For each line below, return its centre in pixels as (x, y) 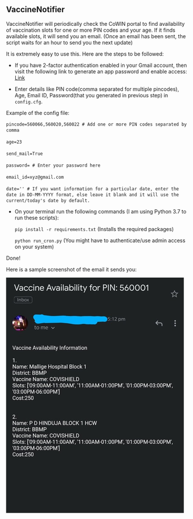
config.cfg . (28, 101)
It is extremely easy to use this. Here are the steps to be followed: (85, 54)
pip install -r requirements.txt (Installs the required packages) (94, 229)
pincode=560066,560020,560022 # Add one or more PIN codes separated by (96, 124)
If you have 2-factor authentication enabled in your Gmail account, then (101, 65)
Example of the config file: (38, 113)
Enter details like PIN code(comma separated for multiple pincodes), (97, 89)
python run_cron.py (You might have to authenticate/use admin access (100, 240)
